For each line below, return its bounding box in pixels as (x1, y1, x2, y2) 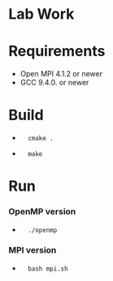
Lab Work (8, 5, 75, 24)
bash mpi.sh (28, 265, 68, 273)
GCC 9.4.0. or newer (20, 78, 89, 88)
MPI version (8, 244, 57, 256)
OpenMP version (8, 206, 76, 218)
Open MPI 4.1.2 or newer (20, 69, 103, 79)
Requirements (8, 42, 106, 61)
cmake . (28, 135, 54, 143)
